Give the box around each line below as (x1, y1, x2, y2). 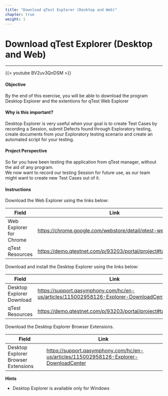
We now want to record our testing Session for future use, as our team (5, 169, 150, 175)
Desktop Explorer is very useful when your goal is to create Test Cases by (5, 120, 157, 126)
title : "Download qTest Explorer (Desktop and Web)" (5, 7, 117, 12)
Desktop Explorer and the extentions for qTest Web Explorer (5, 98, 129, 104)
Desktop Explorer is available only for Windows (12, 385, 110, 391)
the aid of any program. (5, 164, 53, 170)
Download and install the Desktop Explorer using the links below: (5, 263, 139, 270)
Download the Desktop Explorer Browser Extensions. (5, 323, 114, 330)
